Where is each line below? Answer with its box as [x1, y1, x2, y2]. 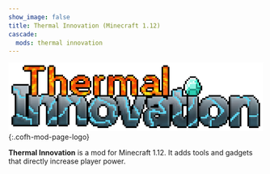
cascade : [8, 30, 38, 38]
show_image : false [8, 13, 70, 21]
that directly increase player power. [8, 156, 126, 166]
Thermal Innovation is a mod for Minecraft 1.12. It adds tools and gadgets [8, 148, 253, 158]
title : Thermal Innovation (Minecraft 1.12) [8, 21, 161, 30]
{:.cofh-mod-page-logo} [8, 132, 91, 142]
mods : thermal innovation [15, 39, 103, 47]
